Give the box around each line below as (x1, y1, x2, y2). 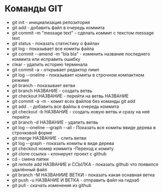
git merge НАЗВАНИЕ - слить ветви (11, 135, 87, 141)
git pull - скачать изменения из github (11, 182, 92, 188)
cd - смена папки (11, 156, 49, 162)
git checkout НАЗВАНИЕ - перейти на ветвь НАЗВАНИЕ (11, 93, 129, 99)
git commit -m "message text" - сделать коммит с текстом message (11, 30, 154, 36)
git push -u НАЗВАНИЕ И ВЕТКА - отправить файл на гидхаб (11, 177, 140, 183)
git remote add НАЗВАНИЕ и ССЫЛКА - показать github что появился (11, 161, 159, 167)
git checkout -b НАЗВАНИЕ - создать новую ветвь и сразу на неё (11, 108, 150, 114)
